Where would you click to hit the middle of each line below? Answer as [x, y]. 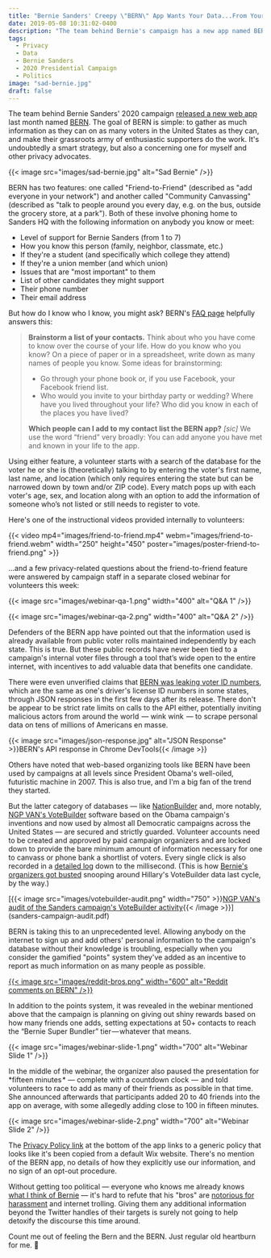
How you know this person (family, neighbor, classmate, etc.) [121, 246]
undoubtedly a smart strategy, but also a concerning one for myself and [128, 148]
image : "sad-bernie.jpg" [50, 83]
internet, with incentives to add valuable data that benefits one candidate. [131, 667]
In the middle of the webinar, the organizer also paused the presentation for [134, 1071]
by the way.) [29, 883]
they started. [29, 790]
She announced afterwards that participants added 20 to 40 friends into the [134, 1097]
